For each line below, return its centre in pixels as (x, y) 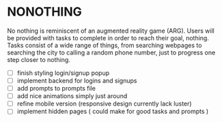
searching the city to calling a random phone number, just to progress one (111, 52)
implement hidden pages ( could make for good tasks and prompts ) (113, 111)
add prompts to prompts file (56, 89)
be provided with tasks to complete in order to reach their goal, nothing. (108, 37)
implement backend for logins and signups (77, 80)
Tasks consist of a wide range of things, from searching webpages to (105, 45)
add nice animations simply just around (72, 96)
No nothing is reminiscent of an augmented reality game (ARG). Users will (111, 31)
